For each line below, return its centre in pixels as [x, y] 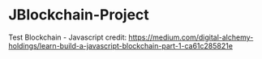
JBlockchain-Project [79, 15]
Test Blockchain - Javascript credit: [68, 37]
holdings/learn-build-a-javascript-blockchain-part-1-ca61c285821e [121, 45]
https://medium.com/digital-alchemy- [191, 37]
